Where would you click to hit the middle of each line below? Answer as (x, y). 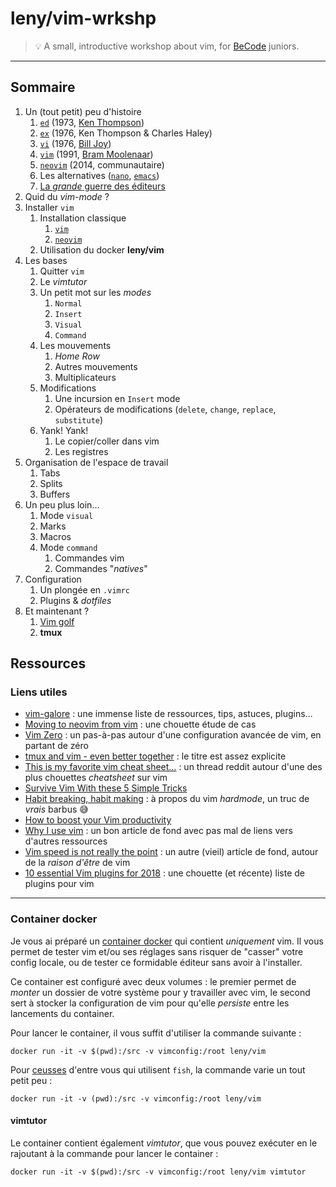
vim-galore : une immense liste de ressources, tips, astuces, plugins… (168, 714)
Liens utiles (39, 692)
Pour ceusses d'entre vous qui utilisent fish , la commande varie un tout (158, 1069)
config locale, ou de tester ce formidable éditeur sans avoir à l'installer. (156, 962)
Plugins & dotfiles (75, 600)
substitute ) (79, 419)
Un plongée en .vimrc (85, 589)
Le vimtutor (63, 281)
